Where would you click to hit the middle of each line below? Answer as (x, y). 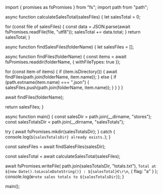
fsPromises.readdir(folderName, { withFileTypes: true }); (63, 62)
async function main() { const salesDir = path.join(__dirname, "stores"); (78, 116)
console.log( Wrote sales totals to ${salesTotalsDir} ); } (64, 176)
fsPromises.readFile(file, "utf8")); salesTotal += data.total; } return (73, 32)
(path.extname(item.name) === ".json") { (47, 82)
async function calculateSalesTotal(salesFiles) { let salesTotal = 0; (73, 17)
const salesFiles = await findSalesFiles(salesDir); (55, 146)
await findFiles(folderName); (34, 97)
